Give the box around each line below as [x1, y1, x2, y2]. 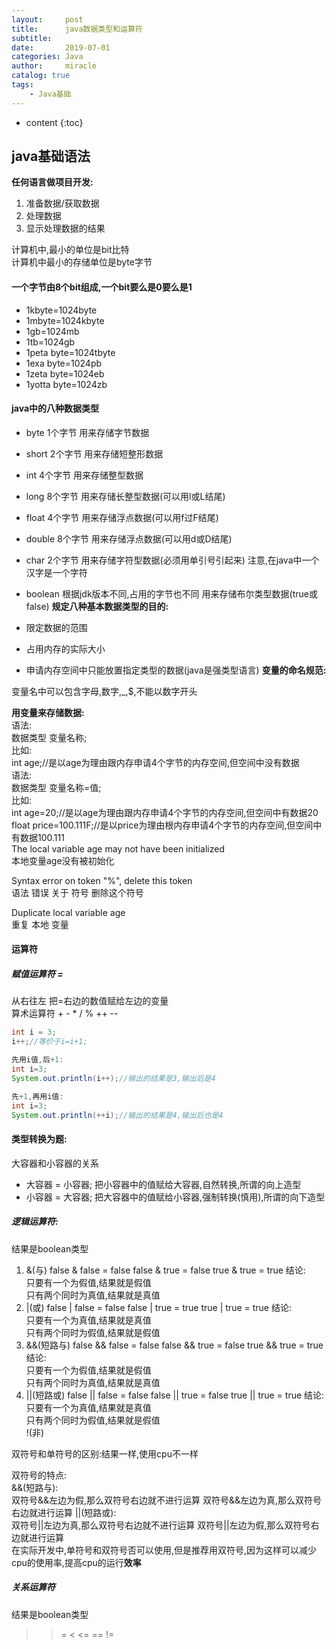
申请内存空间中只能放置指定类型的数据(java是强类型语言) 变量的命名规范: [25, 664, 327, 676]
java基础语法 [11, 148, 91, 165]
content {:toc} [25, 116, 84, 128]
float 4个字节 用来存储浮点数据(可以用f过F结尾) [25, 511, 219, 523]
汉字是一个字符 [25, 566, 88, 578]
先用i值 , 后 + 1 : [11, 1055, 64, 1065]
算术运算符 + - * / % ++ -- [11, 1007, 119, 1020]
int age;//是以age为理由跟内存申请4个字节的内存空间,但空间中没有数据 [11, 756, 300, 768]
